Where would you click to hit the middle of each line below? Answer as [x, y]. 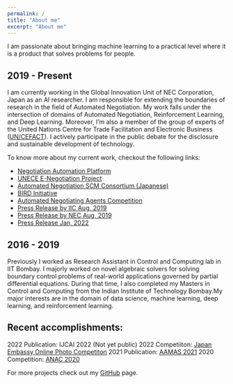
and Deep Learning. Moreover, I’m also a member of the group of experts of [116, 122]
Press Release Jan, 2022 [53, 223]
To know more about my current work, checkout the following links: [104, 158]
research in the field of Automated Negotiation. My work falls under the [109, 107]
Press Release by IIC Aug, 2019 [62, 208]
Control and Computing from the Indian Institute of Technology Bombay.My [115, 291]
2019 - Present [40, 75]
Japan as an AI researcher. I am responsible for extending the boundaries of [116, 100]
